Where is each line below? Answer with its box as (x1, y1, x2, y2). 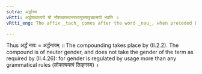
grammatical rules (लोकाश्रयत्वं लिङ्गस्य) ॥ (6, 61, 100, 69)
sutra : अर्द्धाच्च (6, 8, 37, 15)
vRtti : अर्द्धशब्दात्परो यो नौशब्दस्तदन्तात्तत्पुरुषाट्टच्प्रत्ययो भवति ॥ (6, 14, 119, 20)
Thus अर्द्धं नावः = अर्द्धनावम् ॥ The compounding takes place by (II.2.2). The (6, 42, 179, 49)
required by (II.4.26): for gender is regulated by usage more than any (6, 55, 177, 62)
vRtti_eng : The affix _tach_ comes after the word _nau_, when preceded (6, 20, 192, 26)
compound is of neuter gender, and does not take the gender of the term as (6, 49, 194, 56)
